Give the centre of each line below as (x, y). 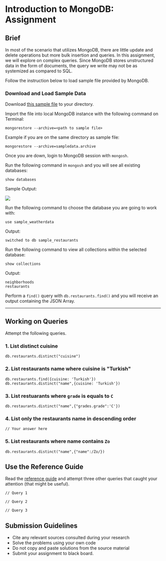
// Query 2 (16, 502)
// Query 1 (16, 493)
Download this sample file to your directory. (49, 104)
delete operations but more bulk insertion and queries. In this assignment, (80, 55)
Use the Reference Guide (44, 467)
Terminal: (15, 119)
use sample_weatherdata (30, 222)
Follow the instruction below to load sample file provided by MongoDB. (77, 81)
